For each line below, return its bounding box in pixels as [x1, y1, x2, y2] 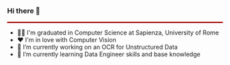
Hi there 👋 [7, 6, 41, 16]
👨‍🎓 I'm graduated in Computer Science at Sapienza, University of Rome [16, 28, 219, 37]
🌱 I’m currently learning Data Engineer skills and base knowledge [16, 50, 201, 58]
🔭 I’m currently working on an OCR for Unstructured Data [16, 43, 178, 51]
